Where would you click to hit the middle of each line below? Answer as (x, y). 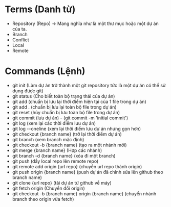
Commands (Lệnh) (45, 71)
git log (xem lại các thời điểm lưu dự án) (54, 123)
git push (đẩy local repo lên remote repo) (55, 161)
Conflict (20, 40)
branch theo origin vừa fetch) (43, 199)
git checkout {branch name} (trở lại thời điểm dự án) (67, 134)
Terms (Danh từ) (40, 9)
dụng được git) (28, 91)
